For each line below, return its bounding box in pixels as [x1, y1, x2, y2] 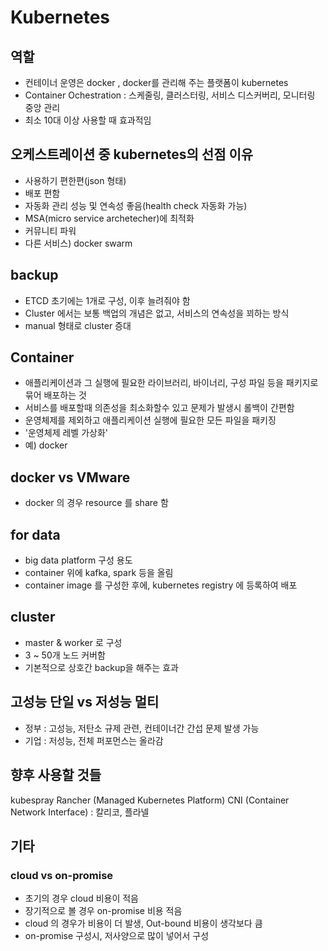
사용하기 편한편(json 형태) [24, 174, 127, 186]
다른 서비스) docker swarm [24, 237, 133, 249]
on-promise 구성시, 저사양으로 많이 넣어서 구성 [24, 930, 210, 942]
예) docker [24, 439, 68, 451]
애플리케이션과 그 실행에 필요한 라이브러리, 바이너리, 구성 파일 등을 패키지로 [24, 377, 319, 389]
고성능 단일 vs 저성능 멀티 [10, 694, 160, 711]
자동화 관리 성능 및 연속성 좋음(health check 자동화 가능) [24, 199, 248, 211]
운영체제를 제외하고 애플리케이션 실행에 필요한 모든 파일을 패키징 [24, 414, 277, 426]
